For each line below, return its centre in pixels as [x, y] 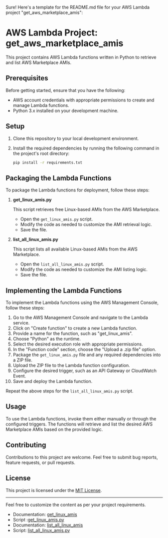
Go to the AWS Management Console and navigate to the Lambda [81, 317]
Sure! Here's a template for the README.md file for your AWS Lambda [78, 7]
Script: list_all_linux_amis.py [41, 530]
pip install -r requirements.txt [48, 162]
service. [21, 323]
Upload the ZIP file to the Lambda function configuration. [71, 365]
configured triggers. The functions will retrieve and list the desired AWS [79, 424]
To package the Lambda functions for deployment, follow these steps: [78, 190]
